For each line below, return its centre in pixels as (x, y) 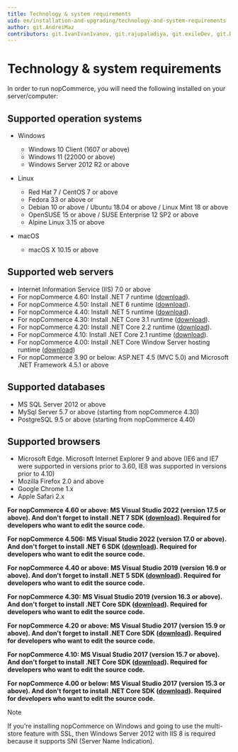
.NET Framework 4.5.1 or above (63, 365)
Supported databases (56, 387)
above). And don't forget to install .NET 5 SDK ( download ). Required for (114, 576)
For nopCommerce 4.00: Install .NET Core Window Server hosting (114, 342)
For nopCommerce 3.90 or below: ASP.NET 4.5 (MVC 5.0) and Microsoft (123, 357)
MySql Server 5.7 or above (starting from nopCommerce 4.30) (108, 412)
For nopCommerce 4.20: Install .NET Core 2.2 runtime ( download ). (115, 327)
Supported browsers (54, 442)
